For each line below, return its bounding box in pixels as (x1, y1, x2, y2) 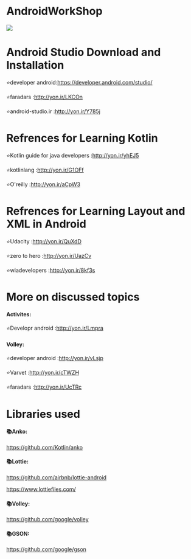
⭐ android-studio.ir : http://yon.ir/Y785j (6, 108, 100, 115)
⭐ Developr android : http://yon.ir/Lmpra (6, 324, 103, 332)
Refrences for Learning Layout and (6, 204, 186, 218)
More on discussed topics (6, 290, 140, 304)
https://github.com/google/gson (6, 546, 87, 553)
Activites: (6, 310, 32, 318)
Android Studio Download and (6, 46, 161, 59)
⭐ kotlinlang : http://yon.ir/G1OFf (6, 166, 84, 173)
